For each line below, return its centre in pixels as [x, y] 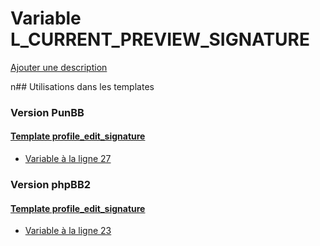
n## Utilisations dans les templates [82, 86]
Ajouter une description [59, 67]
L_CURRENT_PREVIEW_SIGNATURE [160, 39]
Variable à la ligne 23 [68, 231]
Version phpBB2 [51, 184]
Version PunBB [47, 112]
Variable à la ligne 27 [68, 159]
